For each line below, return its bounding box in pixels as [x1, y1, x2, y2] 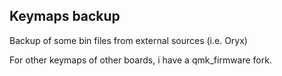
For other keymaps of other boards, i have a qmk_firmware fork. [9, 54, 272, 66]
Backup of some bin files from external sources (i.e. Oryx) [9, 34, 248, 46]
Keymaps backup [9, 8, 121, 25]
